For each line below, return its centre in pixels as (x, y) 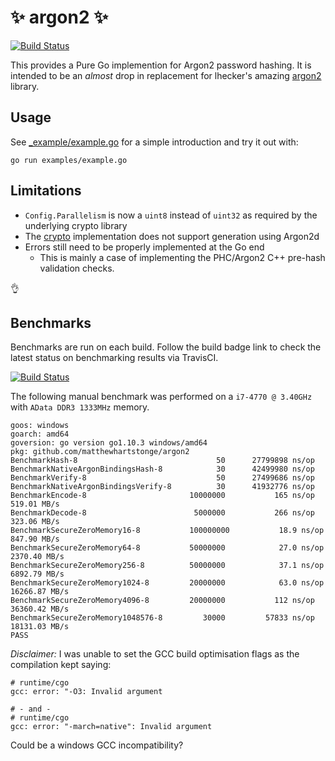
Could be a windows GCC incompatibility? (97, 745)
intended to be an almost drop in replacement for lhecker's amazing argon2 (166, 75)
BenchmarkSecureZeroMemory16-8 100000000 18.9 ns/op (167, 531)
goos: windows (40, 426)
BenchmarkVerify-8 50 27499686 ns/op (162, 478)
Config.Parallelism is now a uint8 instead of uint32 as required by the (171, 215)
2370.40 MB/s (37, 557)
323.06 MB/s (35, 522)
